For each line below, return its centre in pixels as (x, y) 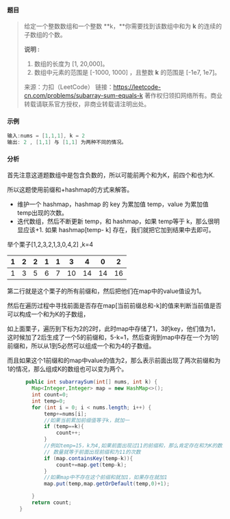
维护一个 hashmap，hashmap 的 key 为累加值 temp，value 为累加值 (113, 204)
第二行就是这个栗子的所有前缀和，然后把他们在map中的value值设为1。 (106, 291)
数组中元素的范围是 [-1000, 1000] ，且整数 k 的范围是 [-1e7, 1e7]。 (127, 73)
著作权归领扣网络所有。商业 (184, 96)
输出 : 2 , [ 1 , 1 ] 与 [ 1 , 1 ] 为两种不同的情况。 (67, 142)
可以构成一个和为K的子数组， (48, 314)
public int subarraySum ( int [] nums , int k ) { (91, 382)
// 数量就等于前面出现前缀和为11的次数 (92, 452)
